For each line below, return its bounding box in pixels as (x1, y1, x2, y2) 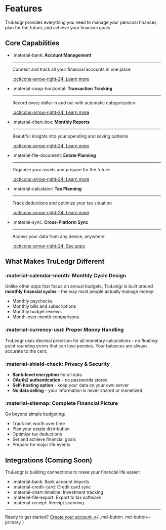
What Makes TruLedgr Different (5, 257, 105, 266)
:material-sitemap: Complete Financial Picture (5, 399, 119, 406)
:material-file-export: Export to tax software (12, 494, 101, 500)
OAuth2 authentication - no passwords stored (12, 377, 108, 383)
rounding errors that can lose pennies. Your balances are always (16, 342, 148, 349)
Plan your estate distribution (12, 426, 70, 432)
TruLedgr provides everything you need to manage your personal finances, (5, 19, 158, 25)
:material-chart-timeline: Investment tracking (12, 489, 104, 495)
